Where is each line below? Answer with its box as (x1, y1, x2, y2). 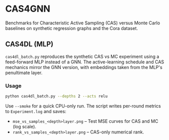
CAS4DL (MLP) (5, 40, 54, 49)
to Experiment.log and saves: (5, 108, 66, 114)
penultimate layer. (5, 69, 43, 76)
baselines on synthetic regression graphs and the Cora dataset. (5, 25, 138, 31)
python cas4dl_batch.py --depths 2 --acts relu (5, 94, 108, 99)
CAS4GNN (5, 3, 51, 15)
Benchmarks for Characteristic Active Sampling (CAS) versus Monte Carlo (5, 20, 160, 26)
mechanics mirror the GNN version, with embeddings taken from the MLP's (5, 64, 162, 70)
